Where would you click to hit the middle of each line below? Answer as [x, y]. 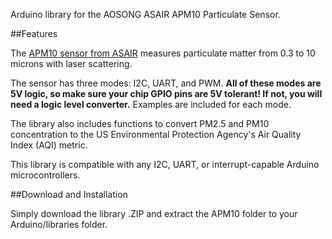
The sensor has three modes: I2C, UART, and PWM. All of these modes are [166, 83]
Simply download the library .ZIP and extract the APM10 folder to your [154, 213]
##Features [34, 33]
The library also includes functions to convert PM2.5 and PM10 [140, 123]
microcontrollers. [45, 175]
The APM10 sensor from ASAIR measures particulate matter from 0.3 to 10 [163, 53]
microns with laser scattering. [71, 63]
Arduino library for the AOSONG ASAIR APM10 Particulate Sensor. [145, 14]
